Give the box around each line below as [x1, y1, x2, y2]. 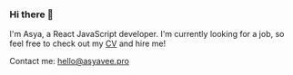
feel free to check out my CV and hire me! [9, 38, 167, 49]
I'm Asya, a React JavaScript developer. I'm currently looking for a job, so [9, 29, 285, 40]
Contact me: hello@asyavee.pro [9, 56, 130, 67]
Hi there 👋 [9, 8, 55, 21]
